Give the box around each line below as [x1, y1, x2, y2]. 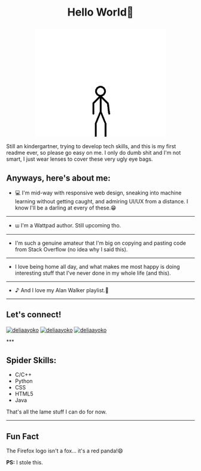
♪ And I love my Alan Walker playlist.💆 [14, 287, 109, 294]
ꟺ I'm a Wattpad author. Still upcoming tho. [14, 222, 121, 229]
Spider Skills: [6, 355, 57, 365]
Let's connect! [6, 310, 62, 320]
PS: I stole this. [6, 459, 43, 466]
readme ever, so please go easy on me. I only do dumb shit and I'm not [6, 149, 181, 157]
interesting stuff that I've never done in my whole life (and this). [14, 269, 172, 277]
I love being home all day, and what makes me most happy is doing [14, 263, 181, 271]
